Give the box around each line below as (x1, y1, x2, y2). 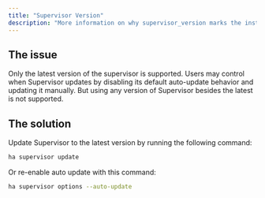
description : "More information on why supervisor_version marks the (8, 19, 242, 27)
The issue (8, 48, 58, 62)
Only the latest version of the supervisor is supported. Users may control (8, 69, 244, 79)
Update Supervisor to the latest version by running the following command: (8, 138, 252, 148)
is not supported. (8, 94, 64, 103)
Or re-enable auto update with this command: (8, 167, 156, 177)
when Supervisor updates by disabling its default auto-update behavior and (8, 77, 254, 87)
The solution (8, 117, 72, 130)
